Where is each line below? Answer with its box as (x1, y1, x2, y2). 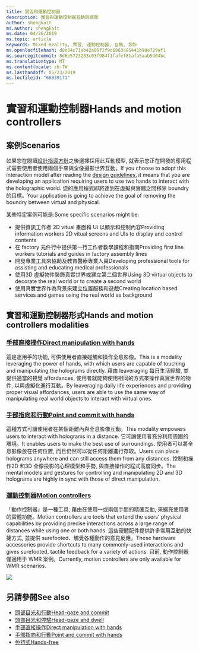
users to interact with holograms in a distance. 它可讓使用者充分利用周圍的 (6, 433, 189, 440)
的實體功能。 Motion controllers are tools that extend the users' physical (6, 513, 182, 520)
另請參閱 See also (6, 592, 70, 602)
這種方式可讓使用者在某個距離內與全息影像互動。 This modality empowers (6, 425, 186, 433)
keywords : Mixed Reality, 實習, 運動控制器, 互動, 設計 (6, 42, 138, 48)
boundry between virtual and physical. (6, 199, 100, 206)
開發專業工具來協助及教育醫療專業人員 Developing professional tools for (14, 258, 190, 265)
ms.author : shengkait (6, 25, 60, 31)
